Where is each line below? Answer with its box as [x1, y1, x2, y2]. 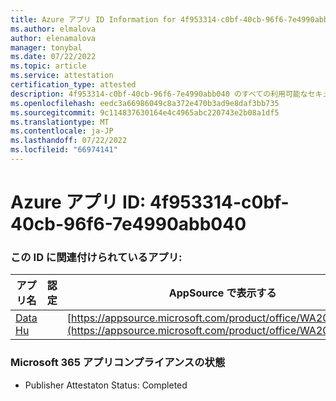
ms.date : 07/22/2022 [10, 52, 97, 62]
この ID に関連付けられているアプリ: [10, 250, 183, 264]
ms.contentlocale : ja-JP [10, 126, 114, 136]
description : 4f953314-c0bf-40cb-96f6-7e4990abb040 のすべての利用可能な [10, 89, 308, 99]
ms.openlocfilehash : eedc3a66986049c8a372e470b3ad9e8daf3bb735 [10, 98, 280, 108]
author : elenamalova [10, 33, 97, 43]
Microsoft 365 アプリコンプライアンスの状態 [10, 356, 226, 370]
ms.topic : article [10, 61, 87, 71]
